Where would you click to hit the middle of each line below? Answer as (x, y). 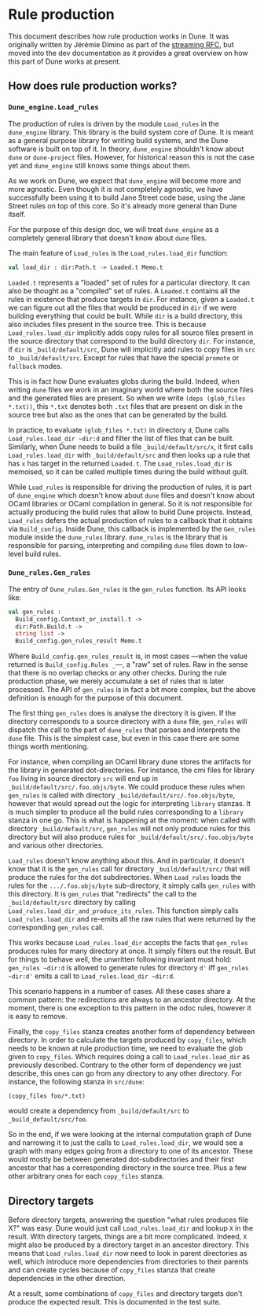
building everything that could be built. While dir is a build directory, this (125, 315)
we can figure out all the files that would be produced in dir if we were (123, 307)
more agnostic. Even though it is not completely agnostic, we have (115, 189)
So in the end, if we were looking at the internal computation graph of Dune (130, 1135)
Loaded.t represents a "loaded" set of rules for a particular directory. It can (129, 282)
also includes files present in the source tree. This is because (107, 324)
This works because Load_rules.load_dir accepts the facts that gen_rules (128, 943)
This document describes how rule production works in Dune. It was (119, 36)
